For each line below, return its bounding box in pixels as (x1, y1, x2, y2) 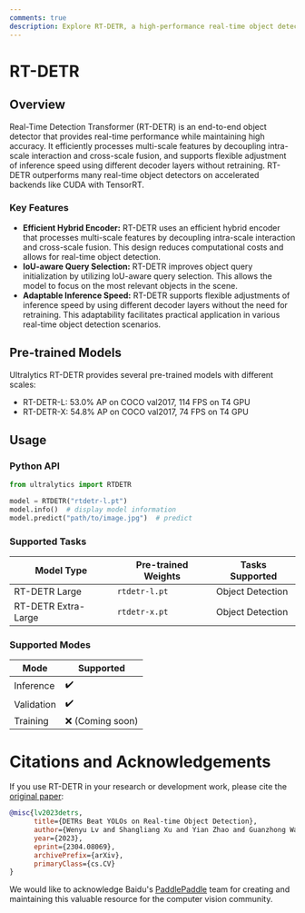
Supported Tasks (9, 535, 87, 548)
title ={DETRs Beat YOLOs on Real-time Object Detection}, (33, 817, 258, 827)
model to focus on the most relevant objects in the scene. (22, 280, 238, 291)
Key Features (9, 202, 70, 214)
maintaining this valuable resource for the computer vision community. (9, 894, 273, 905)
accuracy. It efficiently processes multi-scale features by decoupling (9, 140, 266, 151)
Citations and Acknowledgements (9, 751, 271, 772)
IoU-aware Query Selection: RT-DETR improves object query (22, 261, 253, 272)
